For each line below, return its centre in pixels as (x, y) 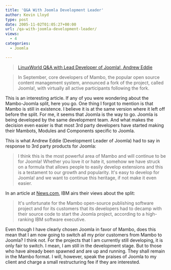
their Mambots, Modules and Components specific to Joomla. (70, 131)
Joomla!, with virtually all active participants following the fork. (83, 88)
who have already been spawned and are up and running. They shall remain (85, 251)
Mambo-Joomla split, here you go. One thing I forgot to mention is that (79, 103)
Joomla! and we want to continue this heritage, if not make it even (87, 178)
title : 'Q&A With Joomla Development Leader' (54, 10)
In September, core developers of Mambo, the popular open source (89, 77)
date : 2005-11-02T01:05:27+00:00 (41, 24)
